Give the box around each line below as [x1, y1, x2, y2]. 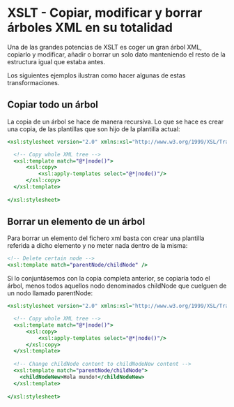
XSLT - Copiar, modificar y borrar [7, 5, 203, 21]
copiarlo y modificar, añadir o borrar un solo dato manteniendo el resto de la [7, 50, 226, 59]
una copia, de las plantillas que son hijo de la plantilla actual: [7, 124, 180, 133]
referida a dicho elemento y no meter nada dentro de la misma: [7, 242, 188, 250]
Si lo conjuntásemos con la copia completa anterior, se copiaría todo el [7, 274, 210, 283]
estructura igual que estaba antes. [7, 57, 106, 66]
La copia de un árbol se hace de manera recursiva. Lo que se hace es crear [7, 117, 224, 126]
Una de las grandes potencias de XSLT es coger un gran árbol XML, [7, 43, 202, 51]
